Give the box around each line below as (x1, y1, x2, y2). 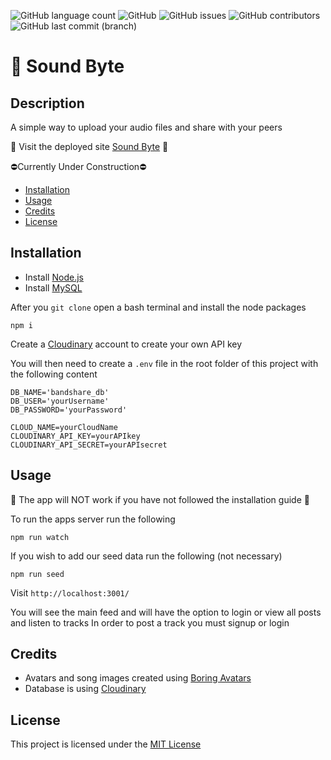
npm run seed (10, 569, 65, 579)
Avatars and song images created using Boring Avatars (24, 672, 252, 684)
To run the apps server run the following (10, 513, 176, 525)
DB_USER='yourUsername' (10, 396, 110, 406)
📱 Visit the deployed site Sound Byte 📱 (10, 141, 169, 152)
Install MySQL (24, 281, 83, 294)
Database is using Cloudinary (24, 683, 147, 695)
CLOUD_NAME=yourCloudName (10, 422, 118, 432)
